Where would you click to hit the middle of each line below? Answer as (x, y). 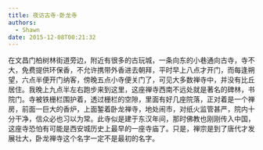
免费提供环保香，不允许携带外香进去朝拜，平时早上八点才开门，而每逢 (135, 70)
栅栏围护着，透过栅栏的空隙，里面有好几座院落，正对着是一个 (148, 99)
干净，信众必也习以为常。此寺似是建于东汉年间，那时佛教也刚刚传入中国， (135, 119)
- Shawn (28, 30)
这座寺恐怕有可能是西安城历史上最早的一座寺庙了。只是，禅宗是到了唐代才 (128, 129)
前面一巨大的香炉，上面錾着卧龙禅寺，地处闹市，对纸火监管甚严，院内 (135, 109)
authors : (22, 23)
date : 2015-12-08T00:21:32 (52, 37)
